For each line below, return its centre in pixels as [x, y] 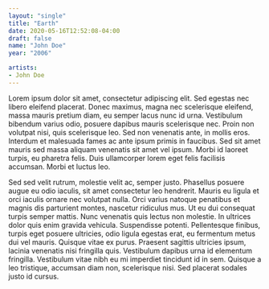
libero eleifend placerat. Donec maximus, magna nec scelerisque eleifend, [131, 106]
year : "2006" [30, 53]
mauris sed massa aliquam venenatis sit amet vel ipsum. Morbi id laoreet [128, 149]
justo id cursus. [34, 276]
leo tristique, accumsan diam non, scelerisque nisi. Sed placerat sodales [128, 267]
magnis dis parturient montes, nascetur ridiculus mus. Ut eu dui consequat [132, 208]
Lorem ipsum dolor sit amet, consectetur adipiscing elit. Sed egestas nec [129, 98]
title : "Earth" [34, 23]
